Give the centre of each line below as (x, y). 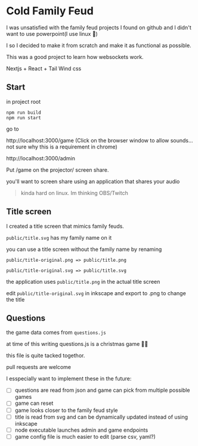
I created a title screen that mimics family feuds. (65, 226)
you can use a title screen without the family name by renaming (84, 249)
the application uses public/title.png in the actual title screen (83, 281)
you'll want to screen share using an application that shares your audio (93, 181)
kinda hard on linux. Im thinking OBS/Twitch (74, 193)
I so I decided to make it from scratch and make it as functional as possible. (99, 45)
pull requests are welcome (39, 367)
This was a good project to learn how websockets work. (75, 57)
